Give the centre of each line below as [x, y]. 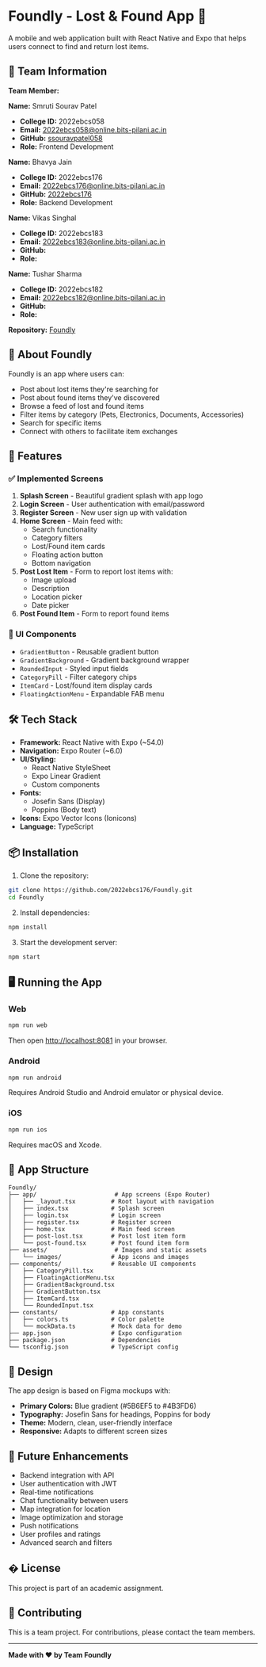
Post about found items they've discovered [89, 397]
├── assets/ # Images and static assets [108, 1250]
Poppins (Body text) [64, 810]
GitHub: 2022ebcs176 [56, 194]
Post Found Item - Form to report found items [94, 614]
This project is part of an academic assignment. [86, 1588]
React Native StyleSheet [71, 768]
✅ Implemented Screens [56, 479]
